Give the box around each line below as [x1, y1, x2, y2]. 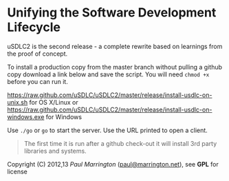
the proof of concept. [7, 50, 67, 58]
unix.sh [7, 98, 28, 106]
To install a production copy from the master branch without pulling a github [7, 63, 222, 71]
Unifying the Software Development [7, 5, 217, 21]
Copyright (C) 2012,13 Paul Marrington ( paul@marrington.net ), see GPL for [7, 160, 219, 168]
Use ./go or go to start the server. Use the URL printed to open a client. [7, 126, 208, 134]
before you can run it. [7, 77, 69, 85]
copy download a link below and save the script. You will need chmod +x [7, 70, 210, 78]
